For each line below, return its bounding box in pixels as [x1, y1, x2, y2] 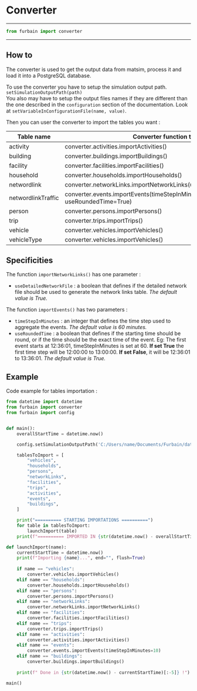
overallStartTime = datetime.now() [16, 431, 104, 437]
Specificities [6, 256, 53, 266]
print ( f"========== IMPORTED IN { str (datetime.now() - [16, 533, 154, 540]
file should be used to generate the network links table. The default [14, 289, 178, 296]
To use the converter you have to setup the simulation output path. [6, 83, 167, 90]
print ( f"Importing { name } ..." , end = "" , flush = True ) [16, 555, 145, 561]
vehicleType [9, 235, 42, 243]
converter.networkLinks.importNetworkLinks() [27, 604, 141, 610]
